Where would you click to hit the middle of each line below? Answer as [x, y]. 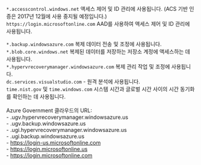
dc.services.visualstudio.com [44, 82]
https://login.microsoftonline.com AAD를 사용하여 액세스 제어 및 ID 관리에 [98, 24]
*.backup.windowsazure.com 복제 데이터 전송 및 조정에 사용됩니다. [84, 44]
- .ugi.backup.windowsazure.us [45, 136]
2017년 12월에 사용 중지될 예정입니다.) [62, 16]
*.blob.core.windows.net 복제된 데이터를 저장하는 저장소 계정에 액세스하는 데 [98, 52]
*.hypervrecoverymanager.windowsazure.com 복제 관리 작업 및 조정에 [88, 67]
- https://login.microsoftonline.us [47, 149]
